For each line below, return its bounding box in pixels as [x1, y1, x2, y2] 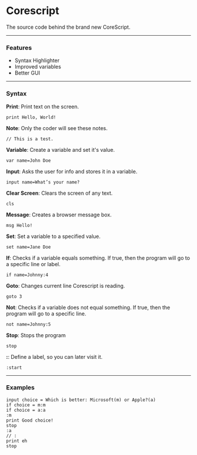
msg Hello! [6, 222, 33, 228]
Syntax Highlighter [14, 57, 60, 64]
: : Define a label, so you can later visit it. [6, 353, 103, 360]
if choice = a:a [6, 407, 46, 413]
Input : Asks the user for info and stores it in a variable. [6, 168, 138, 175]
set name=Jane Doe [6, 244, 51, 250]
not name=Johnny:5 [6, 321, 51, 327]
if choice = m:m [6, 402, 46, 408]
